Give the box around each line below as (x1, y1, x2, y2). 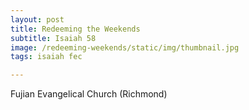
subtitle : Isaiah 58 (10, 33, 97, 43)
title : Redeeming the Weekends (10, 24, 141, 34)
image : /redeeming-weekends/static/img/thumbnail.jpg (10, 42, 240, 53)
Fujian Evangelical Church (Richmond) (10, 88, 168, 100)
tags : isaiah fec (10, 52, 83, 62)
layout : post (10, 14, 65, 25)
